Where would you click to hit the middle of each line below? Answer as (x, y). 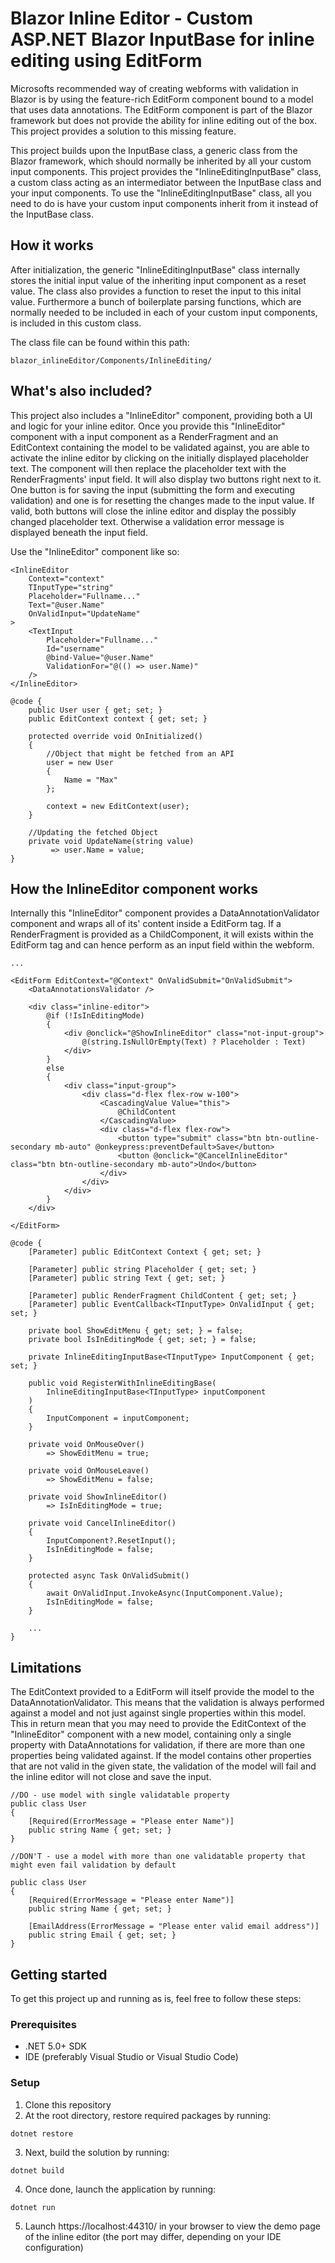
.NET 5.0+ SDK (55, 2046)
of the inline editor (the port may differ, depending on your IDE (153, 2236)
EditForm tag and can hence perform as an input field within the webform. (162, 945)
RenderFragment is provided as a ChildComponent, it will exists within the (162, 934)
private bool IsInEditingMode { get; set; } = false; (142, 1340)
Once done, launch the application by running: (120, 2189)
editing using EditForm (106, 61)
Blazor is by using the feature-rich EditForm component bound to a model (162, 99)
